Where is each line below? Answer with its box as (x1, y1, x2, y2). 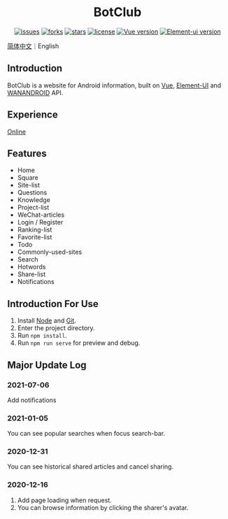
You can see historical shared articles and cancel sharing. (7, 462, 173, 471)
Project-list (17, 204, 50, 212)
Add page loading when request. (17, 496, 112, 504)
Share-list (17, 270, 46, 278)
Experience (7, 109, 58, 121)
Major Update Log (7, 359, 87, 371)
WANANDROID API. (7, 88, 64, 97)
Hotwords (17, 263, 46, 271)
